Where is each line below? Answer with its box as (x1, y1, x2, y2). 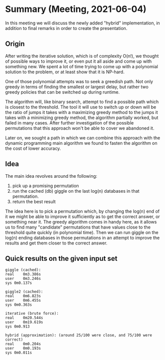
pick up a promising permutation (12, 183, 80, 189)
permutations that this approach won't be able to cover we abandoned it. (5, 125, 155, 131)
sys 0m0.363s (5, 302, 32, 307)
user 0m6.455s (5, 298, 41, 303)
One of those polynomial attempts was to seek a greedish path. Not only (5, 78, 153, 84)
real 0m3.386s (5, 272, 41, 277)
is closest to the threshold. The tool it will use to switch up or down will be (5, 104, 157, 110)
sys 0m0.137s (5, 280, 32, 286)
